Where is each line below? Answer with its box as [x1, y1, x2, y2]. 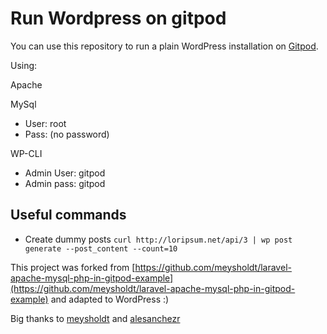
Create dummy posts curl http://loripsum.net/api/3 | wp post [24, 233, 293, 245]
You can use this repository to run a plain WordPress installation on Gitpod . [10, 40, 319, 52]
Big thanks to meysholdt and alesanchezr [10, 312, 181, 324]
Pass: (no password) [24, 128, 110, 140]
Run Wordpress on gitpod [10, 7, 227, 30]
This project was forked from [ [10, 261, 136, 273]
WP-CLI [10, 147, 43, 159]
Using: [10, 59, 38, 71]
